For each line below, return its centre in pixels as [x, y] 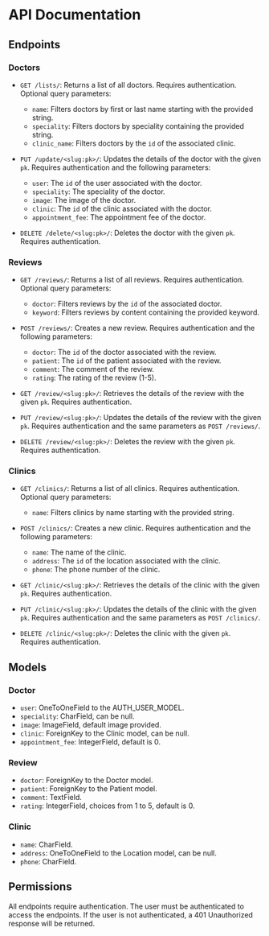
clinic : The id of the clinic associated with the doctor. [122, 208]
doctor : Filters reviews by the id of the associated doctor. [127, 304]
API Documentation [75, 15]
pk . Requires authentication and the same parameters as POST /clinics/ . [140, 618]
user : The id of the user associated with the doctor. [117, 183]
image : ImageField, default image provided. [91, 725]
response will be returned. [52, 923]
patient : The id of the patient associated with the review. [126, 361]
